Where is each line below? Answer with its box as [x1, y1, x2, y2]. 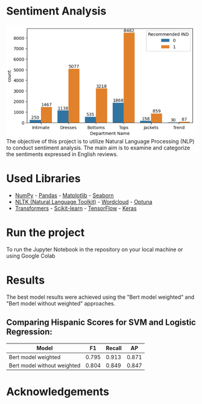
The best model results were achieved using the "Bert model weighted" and [6, 293, 195, 301]
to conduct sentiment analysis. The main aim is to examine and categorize [6, 144, 191, 152]
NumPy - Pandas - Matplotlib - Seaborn [14, 192, 114, 199]
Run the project [6, 226, 85, 239]
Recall [106, 345, 122, 352]
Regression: [6, 327, 53, 337]
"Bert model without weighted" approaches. [6, 300, 116, 307]
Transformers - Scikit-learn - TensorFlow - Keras [14, 204, 137, 212]
